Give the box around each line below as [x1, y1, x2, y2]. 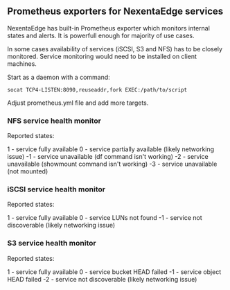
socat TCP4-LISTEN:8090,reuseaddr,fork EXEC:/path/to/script [7, 86, 188, 93]
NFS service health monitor [7, 116, 102, 126]
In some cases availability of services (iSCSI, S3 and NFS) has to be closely [7, 44, 223, 53]
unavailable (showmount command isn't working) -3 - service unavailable [7, 160, 218, 169]
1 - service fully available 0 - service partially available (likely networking [7, 145, 215, 153]
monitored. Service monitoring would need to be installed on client [7, 52, 197, 60]
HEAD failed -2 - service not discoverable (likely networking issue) [7, 275, 197, 283]
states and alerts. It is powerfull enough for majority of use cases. [7, 31, 195, 40]
